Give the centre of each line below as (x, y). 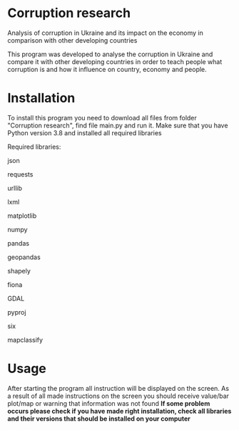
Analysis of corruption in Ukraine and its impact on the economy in (105, 33)
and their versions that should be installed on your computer (99, 419)
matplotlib (22, 216)
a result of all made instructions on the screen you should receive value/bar (118, 396)
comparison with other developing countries (72, 40)
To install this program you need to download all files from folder (102, 117)
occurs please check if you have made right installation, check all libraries (119, 411)
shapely (19, 271)
